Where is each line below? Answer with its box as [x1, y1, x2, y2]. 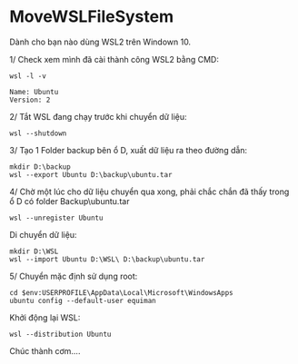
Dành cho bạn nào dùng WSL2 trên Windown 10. [9, 36, 192, 47]
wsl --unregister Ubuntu [9, 213, 104, 222]
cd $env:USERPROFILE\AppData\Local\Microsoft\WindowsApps [9, 288, 233, 297]
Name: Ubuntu [9, 87, 59, 96]
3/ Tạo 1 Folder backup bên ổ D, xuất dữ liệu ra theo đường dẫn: [9, 144, 248, 155]
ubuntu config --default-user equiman [9, 296, 156, 305]
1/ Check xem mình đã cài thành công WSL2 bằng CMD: [9, 54, 220, 64]
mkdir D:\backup [9, 162, 71, 172]
